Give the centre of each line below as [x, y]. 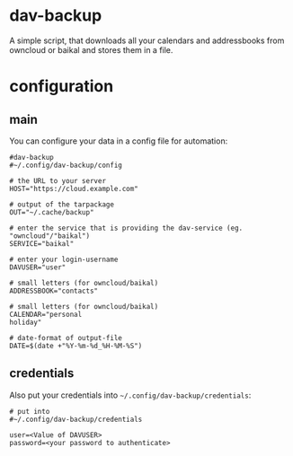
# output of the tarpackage [62, 204]
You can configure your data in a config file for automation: [119, 141]
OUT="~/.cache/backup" [52, 212]
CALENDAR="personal [46, 314]
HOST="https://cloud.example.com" [74, 189]
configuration [62, 87]
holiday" [26, 322]
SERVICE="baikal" [42, 243]
